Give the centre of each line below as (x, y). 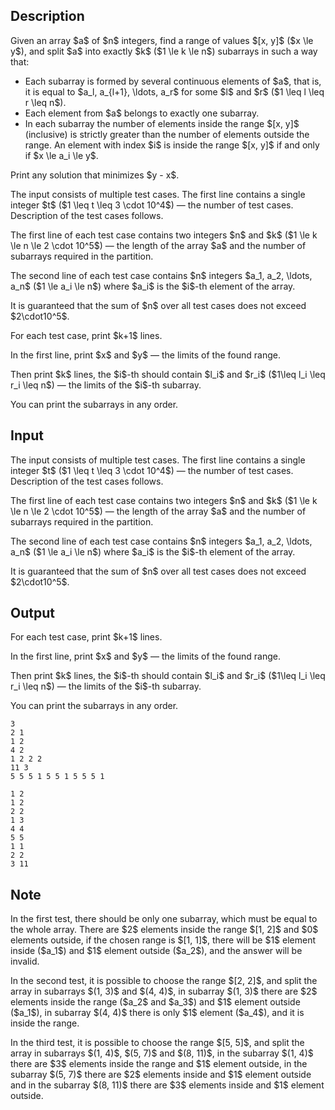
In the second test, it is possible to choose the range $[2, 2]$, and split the (164, 981)
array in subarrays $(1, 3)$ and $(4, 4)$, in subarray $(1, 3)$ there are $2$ (164, 991)
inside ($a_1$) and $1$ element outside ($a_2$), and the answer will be (156, 951)
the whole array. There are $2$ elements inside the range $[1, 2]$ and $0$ (164, 930)
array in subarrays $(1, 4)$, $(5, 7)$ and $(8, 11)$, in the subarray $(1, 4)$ (162, 1053)
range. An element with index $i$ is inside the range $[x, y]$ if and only (172, 145)
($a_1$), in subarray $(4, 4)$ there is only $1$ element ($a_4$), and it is (157, 1013)
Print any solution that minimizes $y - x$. (95, 175)
